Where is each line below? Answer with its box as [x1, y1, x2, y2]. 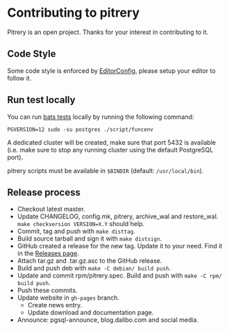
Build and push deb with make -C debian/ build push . [17, 264, 171, 273]
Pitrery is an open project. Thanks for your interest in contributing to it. [7, 28, 209, 36]
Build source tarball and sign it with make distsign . [17, 234, 162, 243]
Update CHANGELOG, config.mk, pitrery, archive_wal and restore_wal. [17, 212, 219, 220]
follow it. [7, 74, 32, 82]
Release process [7, 186, 81, 198]
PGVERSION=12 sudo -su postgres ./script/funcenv [7, 126, 154, 133]
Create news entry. [27, 301, 83, 309]
